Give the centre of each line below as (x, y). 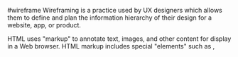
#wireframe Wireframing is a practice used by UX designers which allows (115, 10)
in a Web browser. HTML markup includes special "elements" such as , (111, 46)
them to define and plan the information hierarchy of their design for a (109, 18)
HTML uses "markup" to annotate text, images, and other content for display (119, 39)
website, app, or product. (44, 25)
